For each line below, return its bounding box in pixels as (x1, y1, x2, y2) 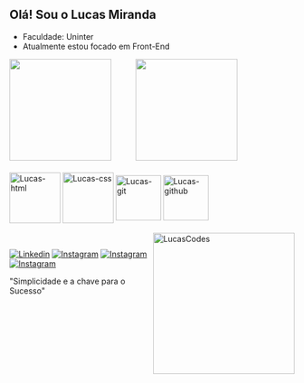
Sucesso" (9, 285, 45, 296)
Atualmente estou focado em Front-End (22, 41, 170, 51)
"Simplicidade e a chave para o (9, 276, 126, 287)
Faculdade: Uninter (22, 31, 94, 42)
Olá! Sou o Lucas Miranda (9, 7, 157, 23)
